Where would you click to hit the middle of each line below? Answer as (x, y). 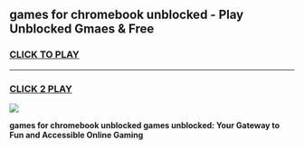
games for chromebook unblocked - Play (127, 15)
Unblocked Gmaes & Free (82, 29)
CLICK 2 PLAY (41, 88)
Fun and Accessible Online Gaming (76, 135)
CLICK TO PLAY (44, 55)
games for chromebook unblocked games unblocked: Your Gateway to (145, 125)
